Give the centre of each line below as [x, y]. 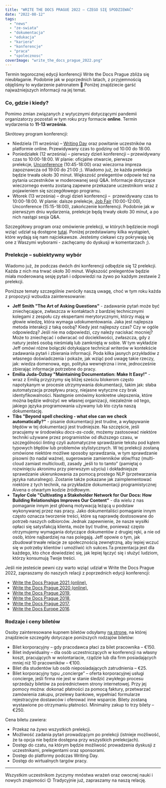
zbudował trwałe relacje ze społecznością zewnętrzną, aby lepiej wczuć [85, 542]
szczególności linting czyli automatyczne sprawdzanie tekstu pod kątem [86, 442]
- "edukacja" [23, 38]
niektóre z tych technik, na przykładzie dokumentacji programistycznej [84, 484]
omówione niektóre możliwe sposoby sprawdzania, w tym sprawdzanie [85, 453]
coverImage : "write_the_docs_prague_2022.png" [54, 60]
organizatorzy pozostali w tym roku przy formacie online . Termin [71, 119]
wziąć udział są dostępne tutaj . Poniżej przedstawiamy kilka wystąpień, [78, 232]
